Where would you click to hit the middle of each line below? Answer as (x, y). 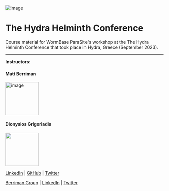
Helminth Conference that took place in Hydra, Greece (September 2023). (82, 47)
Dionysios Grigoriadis (28, 124)
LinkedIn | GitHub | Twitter (32, 173)
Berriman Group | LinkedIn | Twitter (41, 183)
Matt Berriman (21, 74)
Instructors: (18, 62)
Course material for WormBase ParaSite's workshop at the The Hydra (77, 42)
